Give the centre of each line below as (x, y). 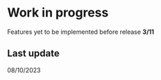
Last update (34, 53)
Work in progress (58, 13)
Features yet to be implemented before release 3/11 (81, 32)
